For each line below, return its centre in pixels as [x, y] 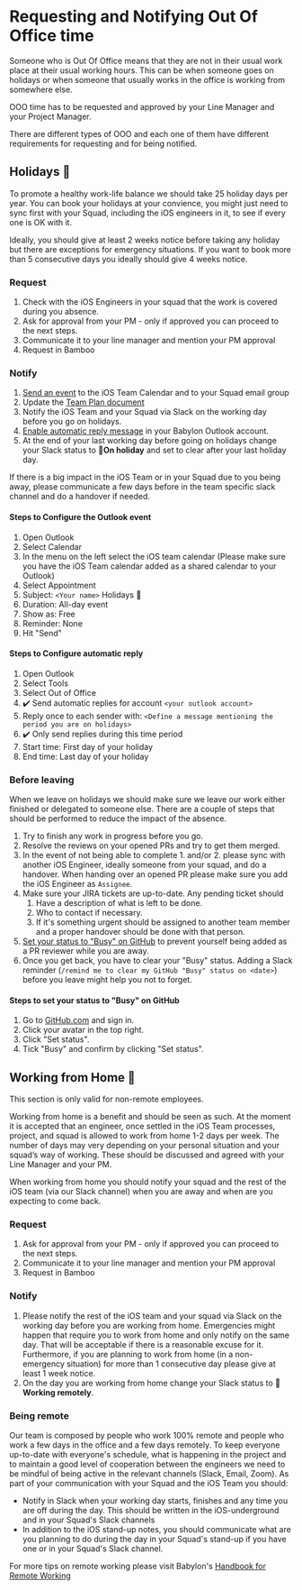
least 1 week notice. [59, 1373]
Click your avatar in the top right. [83, 1030]
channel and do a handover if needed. [80, 497]
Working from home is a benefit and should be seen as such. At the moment [150, 1117]
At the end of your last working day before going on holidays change [149, 441]
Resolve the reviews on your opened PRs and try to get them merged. [151, 845]
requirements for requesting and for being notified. [103, 143]
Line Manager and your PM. [61, 1165]
